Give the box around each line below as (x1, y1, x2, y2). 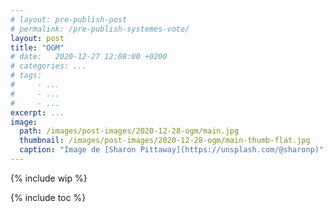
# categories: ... (10, 61, 87, 71)
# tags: (10, 71, 43, 81)
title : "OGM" (10, 42, 65, 53)
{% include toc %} (10, 191, 87, 203)
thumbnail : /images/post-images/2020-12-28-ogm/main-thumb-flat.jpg (19, 136, 311, 146)
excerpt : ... (10, 107, 65, 118)
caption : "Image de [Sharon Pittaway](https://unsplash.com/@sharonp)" (19, 145, 325, 155)
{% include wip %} (10, 172, 88, 184)
